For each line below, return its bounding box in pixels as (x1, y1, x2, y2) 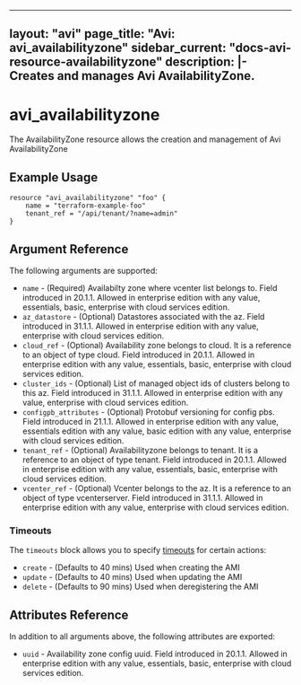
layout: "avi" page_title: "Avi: (9, 26, 176, 41)
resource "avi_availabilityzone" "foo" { (9, 194, 167, 203)
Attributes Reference (9, 607, 129, 622)
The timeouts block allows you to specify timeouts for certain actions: (9, 545, 267, 556)
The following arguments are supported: (9, 265, 159, 276)
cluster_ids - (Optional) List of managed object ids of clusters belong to (21, 378, 290, 389)
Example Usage (9, 170, 99, 185)
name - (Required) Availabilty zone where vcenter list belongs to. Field (21, 282, 278, 293)
